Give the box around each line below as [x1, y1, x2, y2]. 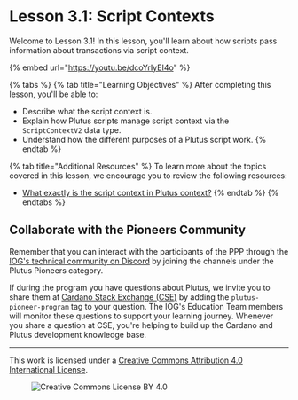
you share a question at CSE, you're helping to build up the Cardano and [9, 319, 273, 330]
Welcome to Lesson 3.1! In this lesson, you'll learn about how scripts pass [9, 35, 278, 46]
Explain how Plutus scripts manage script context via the [21, 115, 230, 126]
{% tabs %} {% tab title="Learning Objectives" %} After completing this [9, 79, 271, 90]
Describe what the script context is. [21, 106, 153, 116]
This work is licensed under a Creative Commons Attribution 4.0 [9, 355, 244, 365]
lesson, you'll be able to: [9, 89, 98, 99]
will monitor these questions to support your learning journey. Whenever [9, 310, 274, 321]
